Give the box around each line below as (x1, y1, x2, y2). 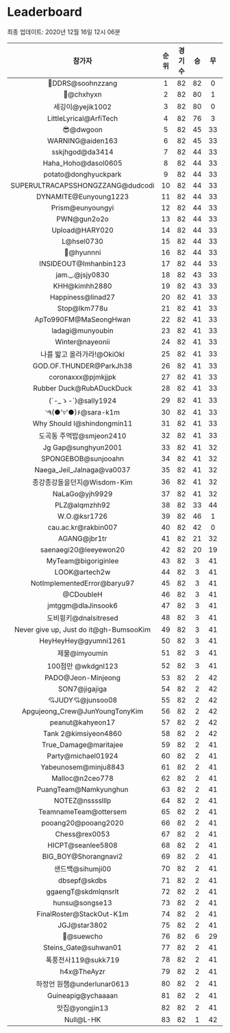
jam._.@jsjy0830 (55, 269, 110, 279)
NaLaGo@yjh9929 (52, 489, 113, 498)
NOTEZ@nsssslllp (53, 795, 112, 805)
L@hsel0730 (61, 236, 104, 246)
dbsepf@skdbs (57, 876, 107, 885)
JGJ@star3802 (57, 920, 108, 930)
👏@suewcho (62, 931, 103, 941)
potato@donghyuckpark (43, 169, 122, 179)
